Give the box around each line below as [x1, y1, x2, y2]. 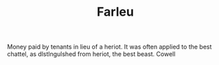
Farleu [97, 4, 134, 20]
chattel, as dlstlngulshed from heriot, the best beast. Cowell [7, 50, 176, 58]
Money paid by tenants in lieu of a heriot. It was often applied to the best [7, 42, 212, 51]
